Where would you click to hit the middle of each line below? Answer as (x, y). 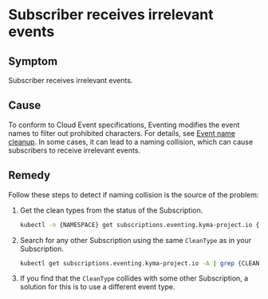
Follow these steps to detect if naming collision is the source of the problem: (134, 194)
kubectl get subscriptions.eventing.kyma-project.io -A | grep (127, 263)
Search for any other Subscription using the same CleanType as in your (136, 240)
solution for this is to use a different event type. (97, 287)
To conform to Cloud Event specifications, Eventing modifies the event (124, 125)
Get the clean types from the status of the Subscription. (111, 210)
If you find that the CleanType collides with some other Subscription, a (134, 278)
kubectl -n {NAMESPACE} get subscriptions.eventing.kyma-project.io (136, 225)
